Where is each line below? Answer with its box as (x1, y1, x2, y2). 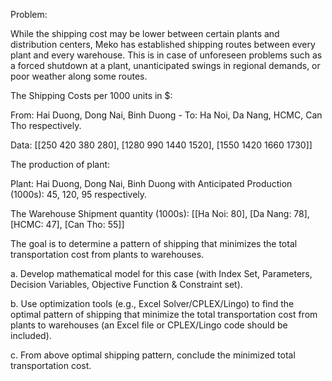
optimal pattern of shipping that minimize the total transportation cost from (10, 309, 318, 320)
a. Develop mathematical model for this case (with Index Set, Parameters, (10, 268, 313, 279)
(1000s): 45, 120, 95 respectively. (10, 189, 148, 200)
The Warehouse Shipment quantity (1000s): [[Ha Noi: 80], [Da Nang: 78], (10, 208, 310, 219)
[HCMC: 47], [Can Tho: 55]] (10, 219, 125, 230)
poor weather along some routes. (10, 70, 148, 82)
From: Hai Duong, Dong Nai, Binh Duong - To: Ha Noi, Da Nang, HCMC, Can (10, 109, 323, 121)
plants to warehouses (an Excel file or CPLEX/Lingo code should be (10, 319, 288, 331)
